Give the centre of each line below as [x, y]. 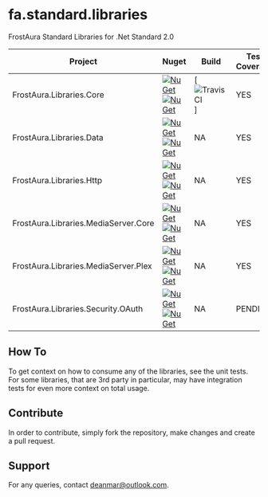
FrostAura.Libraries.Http [57, 180]
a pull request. [32, 440]
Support [29, 466]
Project [83, 61]
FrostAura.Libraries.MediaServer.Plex [83, 266]
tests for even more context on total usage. [79, 388]
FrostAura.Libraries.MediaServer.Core [83, 223]
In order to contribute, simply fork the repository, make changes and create [132, 432]
